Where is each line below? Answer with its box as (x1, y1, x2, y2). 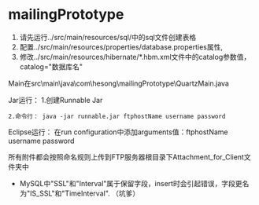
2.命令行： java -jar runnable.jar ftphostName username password (8, 112, 226, 120)
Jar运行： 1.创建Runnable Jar (8, 95, 103, 104)
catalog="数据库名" (19, 61, 83, 71)
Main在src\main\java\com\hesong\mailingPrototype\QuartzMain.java (8, 79, 230, 88)
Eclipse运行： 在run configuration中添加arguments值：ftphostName (8, 127, 228, 137)
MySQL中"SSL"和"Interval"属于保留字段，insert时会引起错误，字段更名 (19, 178, 250, 188)
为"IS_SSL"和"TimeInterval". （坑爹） (19, 189, 140, 198)
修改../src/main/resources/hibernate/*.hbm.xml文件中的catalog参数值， (19, 52, 251, 61)
